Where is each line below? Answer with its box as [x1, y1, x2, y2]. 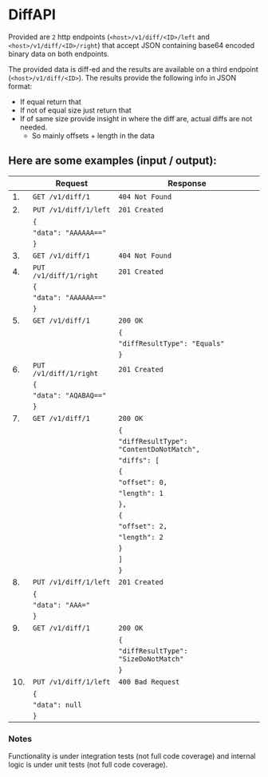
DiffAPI [8, 6, 56, 24]
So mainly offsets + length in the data [31, 130, 156, 141]
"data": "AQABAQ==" [33, 390, 107, 400]
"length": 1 [118, 489, 164, 498]
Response [167, 177, 207, 188]
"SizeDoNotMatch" [118, 654, 184, 664]
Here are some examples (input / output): [8, 154, 217, 168]
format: [8, 81, 33, 91]
